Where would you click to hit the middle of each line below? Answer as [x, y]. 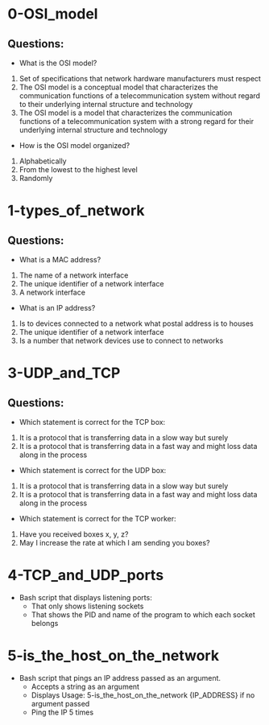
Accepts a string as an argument [85, 686]
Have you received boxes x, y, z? [74, 534]
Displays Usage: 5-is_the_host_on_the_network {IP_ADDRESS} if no [143, 695]
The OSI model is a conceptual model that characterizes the [118, 87]
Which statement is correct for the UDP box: [93, 470]
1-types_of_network [77, 211]
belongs [45, 623]
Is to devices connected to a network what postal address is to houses [137, 323]
